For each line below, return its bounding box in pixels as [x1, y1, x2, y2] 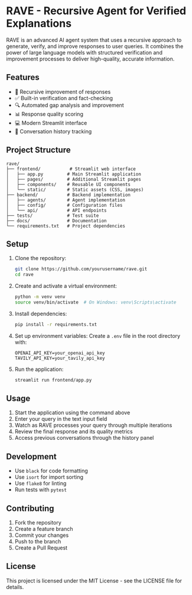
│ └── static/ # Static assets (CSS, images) [6, 187, 144, 193]
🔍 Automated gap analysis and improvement [14, 101, 124, 108]
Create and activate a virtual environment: [14, 283, 117, 290]
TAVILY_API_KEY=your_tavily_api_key [14, 355, 105, 361]
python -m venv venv [14, 294, 66, 300]
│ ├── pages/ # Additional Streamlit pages [6, 176, 142, 182]
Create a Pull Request [14, 544, 68, 552]
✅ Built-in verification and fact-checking [14, 94, 113, 101]
